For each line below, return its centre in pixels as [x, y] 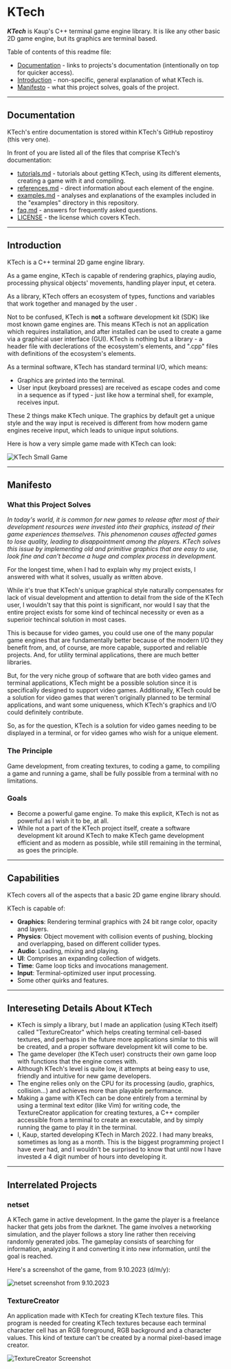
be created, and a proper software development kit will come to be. [112, 1047]
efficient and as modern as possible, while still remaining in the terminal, [119, 843]
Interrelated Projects [52, 1185]
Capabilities [33, 878]
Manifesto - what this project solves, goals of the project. [98, 87]
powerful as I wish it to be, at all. [63, 821]
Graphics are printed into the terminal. [71, 380]
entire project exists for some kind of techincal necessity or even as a [106, 612]
